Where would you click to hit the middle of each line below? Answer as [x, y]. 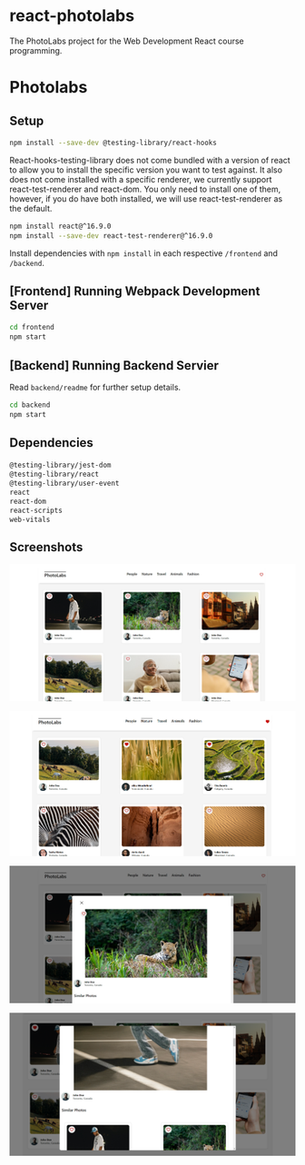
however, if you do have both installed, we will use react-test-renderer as [146, 198]
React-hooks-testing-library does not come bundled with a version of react [150, 160]
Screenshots [46, 547]
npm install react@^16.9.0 [60, 226]
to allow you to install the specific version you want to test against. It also [146, 170]
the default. [31, 208]
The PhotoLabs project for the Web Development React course [127, 41]
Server [29, 305]
